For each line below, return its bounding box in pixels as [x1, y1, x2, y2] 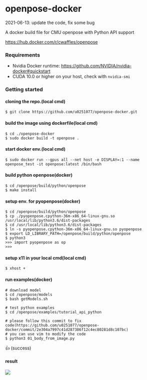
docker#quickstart [12, 68, 51, 74]
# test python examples [5, 305, 55, 310]
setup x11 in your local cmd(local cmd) [5, 255, 86, 261]
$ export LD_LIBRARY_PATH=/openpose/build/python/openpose [5, 231, 131, 236]
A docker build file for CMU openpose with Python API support [5, 29, 134, 35]
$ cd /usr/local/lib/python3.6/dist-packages [5, 222, 101, 228]
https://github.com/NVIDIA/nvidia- [60, 63, 132, 69]
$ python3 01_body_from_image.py [5, 336, 75, 341]
